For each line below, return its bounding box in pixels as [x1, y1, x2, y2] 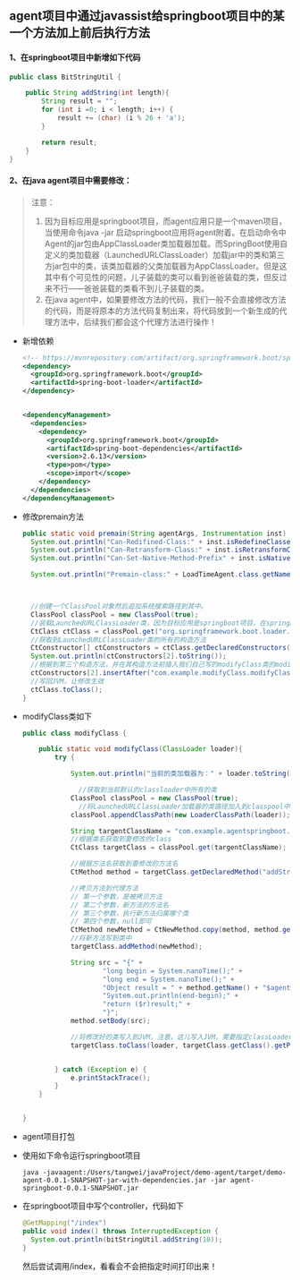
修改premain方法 [21, 511, 85, 522]
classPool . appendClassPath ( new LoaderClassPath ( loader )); [70, 810, 291, 819]
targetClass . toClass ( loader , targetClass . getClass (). [70, 1041, 275, 1050]
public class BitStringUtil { [9, 73, 122, 81]
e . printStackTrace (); [70, 1073, 151, 1082]
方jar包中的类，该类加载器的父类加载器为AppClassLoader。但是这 [44, 260, 287, 271]
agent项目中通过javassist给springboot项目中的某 [9, 8, 285, 24]
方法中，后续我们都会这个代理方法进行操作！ [52, 316, 217, 327]
